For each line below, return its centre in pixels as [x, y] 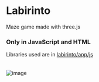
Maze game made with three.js [43, 27]
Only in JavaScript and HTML [48, 42]
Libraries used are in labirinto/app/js [50, 55]
